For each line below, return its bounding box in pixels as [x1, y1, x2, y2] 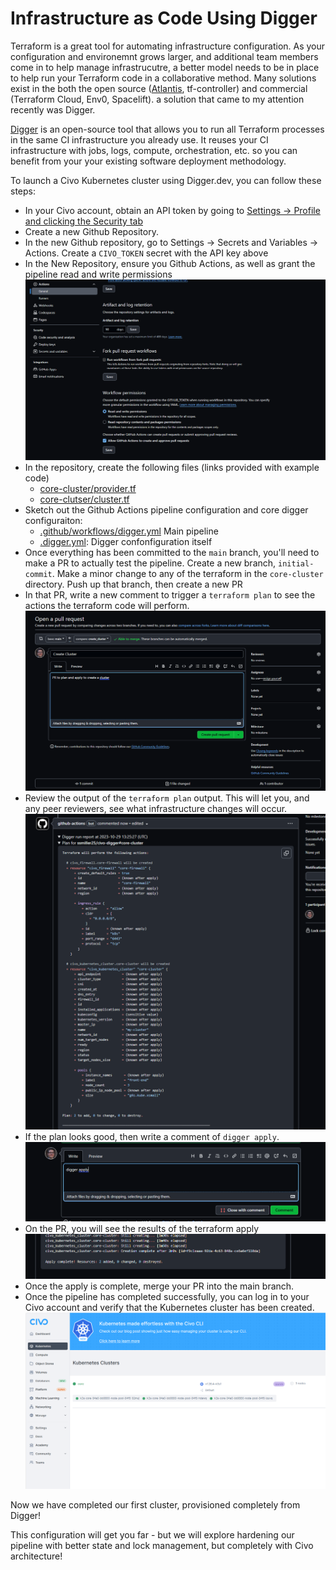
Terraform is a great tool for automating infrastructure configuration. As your [10, 40, 326, 52]
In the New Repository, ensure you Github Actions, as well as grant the [24, 257, 316, 269]
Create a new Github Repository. [24, 225, 159, 237]
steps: [10, 185, 36, 197]
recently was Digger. [10, 103, 96, 116]
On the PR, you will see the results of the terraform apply [24, 1223, 260, 1235]
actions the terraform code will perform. [24, 600, 190, 612]
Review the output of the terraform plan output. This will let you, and [24, 792, 310, 804]
